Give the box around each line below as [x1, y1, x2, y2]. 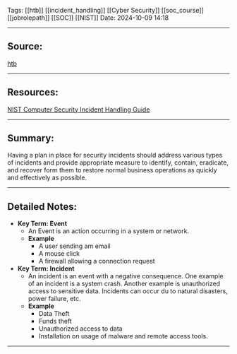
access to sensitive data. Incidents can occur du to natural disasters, [28, 287, 228, 295]
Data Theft [38, 309, 70, 318]
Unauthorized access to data [38, 324, 123, 333]
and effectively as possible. [7, 173, 87, 182]
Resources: [7, 86, 59, 98]
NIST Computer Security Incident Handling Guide [7, 105, 150, 114]
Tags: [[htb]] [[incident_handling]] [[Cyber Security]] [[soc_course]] [7, 6, 205, 14]
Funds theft [38, 317, 72, 326]
